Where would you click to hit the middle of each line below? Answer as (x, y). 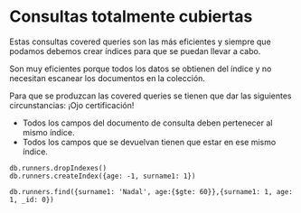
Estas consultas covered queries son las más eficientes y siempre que (140, 42)
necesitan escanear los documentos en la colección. (108, 78)
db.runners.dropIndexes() (58, 168)
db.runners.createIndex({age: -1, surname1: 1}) (103, 176)
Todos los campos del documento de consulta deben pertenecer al (147, 123)
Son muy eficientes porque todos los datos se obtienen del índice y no (141, 69)
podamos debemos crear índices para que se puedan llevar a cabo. (135, 51)
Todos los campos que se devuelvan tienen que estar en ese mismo (149, 142)
